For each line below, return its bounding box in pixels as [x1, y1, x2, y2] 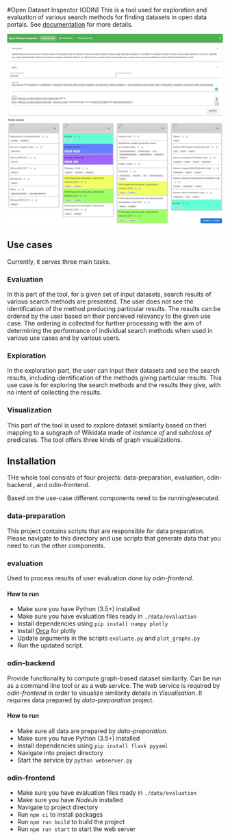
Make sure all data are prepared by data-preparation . [16, 726, 168, 735]
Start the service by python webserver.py [16, 756, 133, 764]
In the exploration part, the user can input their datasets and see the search [7, 367, 220, 375]
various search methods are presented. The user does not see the [7, 297, 194, 306]
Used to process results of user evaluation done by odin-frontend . [7, 574, 194, 582]
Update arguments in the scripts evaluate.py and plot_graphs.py [16, 634, 201, 643]
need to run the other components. [7, 541, 106, 549]
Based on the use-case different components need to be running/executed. [7, 494, 220, 502]
